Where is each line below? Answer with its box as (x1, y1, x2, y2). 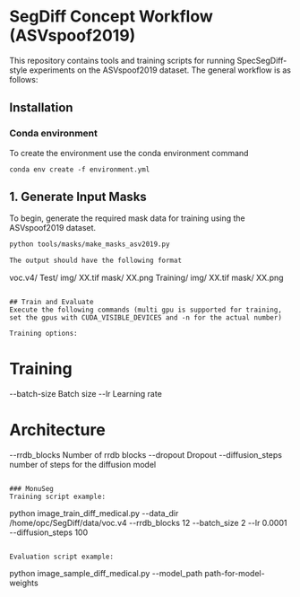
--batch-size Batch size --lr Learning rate (9, 389, 163, 399)
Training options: (9, 329, 78, 338)
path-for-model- (204, 568, 266, 579)
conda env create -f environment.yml (9, 164, 150, 174)
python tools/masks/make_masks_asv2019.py (9, 240, 170, 249)
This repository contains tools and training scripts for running (9, 55, 236, 66)
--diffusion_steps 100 (9, 527, 89, 538)
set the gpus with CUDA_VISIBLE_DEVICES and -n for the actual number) (9, 313, 282, 322)
